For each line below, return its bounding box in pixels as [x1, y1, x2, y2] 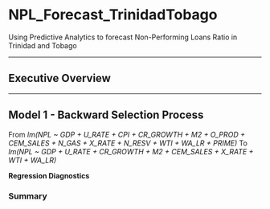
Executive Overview [8, 72, 111, 85]
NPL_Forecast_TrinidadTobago [8, 6, 218, 24]
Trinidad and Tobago [8, 40, 78, 50]
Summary [8, 191, 48, 202]
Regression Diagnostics [8, 170, 90, 180]
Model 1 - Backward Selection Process [8, 109, 204, 122]
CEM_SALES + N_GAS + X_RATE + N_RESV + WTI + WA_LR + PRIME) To [8, 138, 247, 148]
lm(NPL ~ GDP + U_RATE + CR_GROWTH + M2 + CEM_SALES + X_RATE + [8, 146, 254, 156]
